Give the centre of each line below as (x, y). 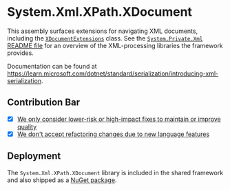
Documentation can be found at (52, 66)
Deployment (34, 156)
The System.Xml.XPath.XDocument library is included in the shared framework (115, 172)
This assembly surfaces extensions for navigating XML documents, (103, 31)
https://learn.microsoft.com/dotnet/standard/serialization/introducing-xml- (113, 74)
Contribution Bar (44, 103)
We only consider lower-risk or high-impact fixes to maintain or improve (119, 119)
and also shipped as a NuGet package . (62, 180)
